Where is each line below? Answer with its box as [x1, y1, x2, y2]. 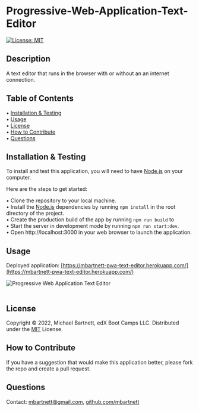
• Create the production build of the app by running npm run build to [6, 216, 174, 223]
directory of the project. [6, 210, 64, 217]
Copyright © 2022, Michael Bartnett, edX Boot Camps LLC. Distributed [6, 319, 179, 326]
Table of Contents [6, 94, 74, 104]
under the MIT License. [6, 326, 64, 332]
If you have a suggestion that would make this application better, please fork [6, 359, 193, 366]
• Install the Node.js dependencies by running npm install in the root [6, 203, 176, 211]
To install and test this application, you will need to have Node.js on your [6, 168, 183, 175]
